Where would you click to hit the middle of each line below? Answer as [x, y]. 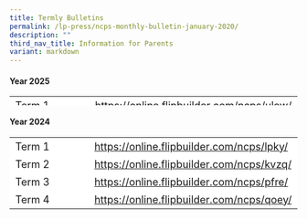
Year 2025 [30, 81]
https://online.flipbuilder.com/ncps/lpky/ [191, 146]
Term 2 [32, 164]
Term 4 [32, 199]
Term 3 [32, 182]
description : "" [40, 35]
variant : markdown [44, 52]
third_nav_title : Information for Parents [91, 43]
